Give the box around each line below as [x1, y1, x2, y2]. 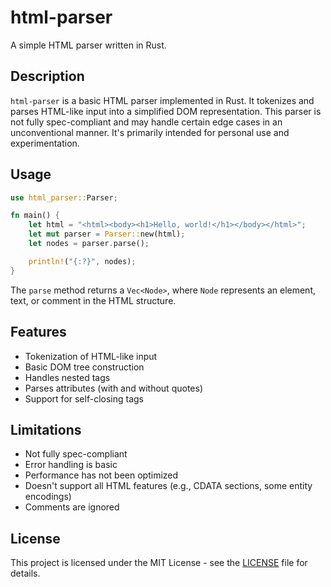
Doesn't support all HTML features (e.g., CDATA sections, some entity [24, 480, 313, 492]
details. [10, 567, 41, 580]
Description [10, 68, 85, 85]
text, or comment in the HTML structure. [10, 294, 177, 306]
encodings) [24, 491, 72, 503]
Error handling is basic [24, 459, 118, 471]
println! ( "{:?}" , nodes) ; [28, 256, 137, 266]
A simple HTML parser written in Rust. [10, 39, 167, 51]
